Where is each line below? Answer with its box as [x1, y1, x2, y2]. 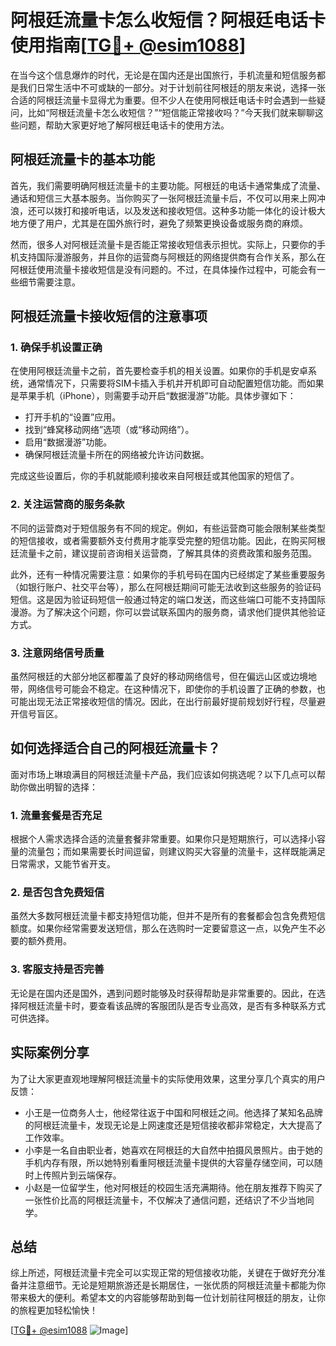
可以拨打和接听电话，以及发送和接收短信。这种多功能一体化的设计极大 [36, 204, 326, 216]
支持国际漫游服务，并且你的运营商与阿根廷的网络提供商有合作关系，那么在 [18, 251, 326, 263]
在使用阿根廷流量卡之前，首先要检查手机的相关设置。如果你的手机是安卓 [10, 365, 308, 377]
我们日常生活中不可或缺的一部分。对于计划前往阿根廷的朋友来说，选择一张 [18, 81, 326, 93]
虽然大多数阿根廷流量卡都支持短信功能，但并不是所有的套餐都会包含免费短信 [10, 910, 326, 922]
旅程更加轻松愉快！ [18, 1304, 98, 1316]
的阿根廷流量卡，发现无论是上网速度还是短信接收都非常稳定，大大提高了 [24, 1119, 323, 1131]
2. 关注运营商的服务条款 [10, 497, 125, 511]
